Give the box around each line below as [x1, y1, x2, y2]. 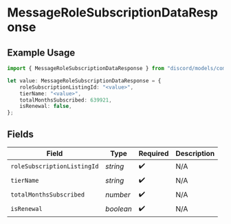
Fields [7, 128, 34, 140]
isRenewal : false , [19, 103, 72, 110]
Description [175, 148, 215, 158]
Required [138, 148, 169, 158]
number [105, 190, 131, 200]
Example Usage [7, 47, 76, 58]
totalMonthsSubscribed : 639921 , [19, 96, 112, 104]
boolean [105, 204, 132, 214]
